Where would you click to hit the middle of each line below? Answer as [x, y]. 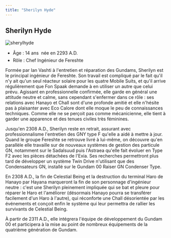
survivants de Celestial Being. [36, 209]
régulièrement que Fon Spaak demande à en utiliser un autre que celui [79, 87]
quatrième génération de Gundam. [41, 230]
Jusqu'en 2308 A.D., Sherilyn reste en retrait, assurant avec [68, 129]
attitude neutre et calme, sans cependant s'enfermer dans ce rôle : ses [80, 97]
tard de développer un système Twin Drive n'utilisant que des [70, 162]
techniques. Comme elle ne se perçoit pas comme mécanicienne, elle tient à [86, 114]
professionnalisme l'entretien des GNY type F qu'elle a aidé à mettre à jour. [84, 134]
